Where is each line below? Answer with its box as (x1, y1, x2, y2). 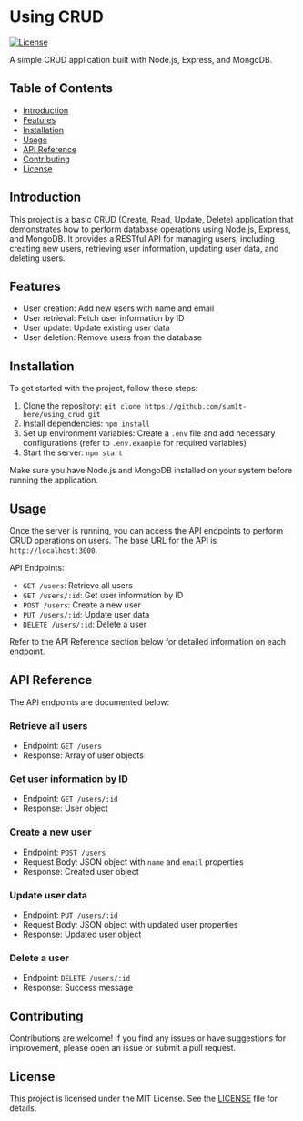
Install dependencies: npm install (22, 418, 150, 430)
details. (9, 1102, 37, 1114)
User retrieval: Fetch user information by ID (22, 313, 185, 324)
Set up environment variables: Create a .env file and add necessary (22, 428, 276, 439)
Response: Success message (22, 982, 134, 993)
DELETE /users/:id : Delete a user (22, 618, 147, 629)
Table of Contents (9, 80, 114, 97)
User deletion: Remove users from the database (22, 332, 203, 343)
